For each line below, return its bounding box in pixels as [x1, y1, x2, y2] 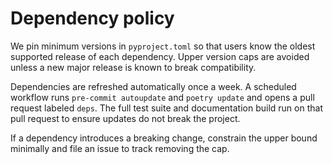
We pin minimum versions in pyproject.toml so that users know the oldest [10, 40, 316, 52]
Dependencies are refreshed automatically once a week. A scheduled [10, 80, 297, 92]
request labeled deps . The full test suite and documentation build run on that [10, 102, 323, 114]
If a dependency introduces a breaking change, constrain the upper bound [10, 132, 318, 144]
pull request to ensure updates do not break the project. [10, 112, 241, 124]
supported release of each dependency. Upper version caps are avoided [10, 50, 310, 62]
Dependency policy [10, 7, 175, 30]
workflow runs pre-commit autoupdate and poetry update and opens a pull [10, 91, 315, 103]
